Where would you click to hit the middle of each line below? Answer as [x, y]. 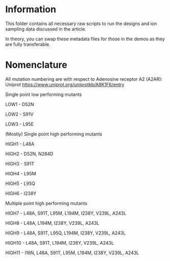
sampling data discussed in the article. [46, 29]
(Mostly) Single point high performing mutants [54, 134]
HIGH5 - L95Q [20, 183]
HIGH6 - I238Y [21, 193]
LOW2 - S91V [19, 114]
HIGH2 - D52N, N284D [29, 154]
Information [31, 9]
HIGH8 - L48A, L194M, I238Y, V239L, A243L [52, 223]
